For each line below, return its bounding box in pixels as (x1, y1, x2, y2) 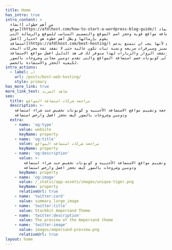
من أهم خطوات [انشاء (10, 22, 54, 27)
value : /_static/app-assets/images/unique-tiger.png (18, 179, 134, 185)
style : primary (14, 79, 47, 84)
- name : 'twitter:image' (14, 222, 68, 227)
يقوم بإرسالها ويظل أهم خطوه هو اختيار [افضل (10, 36, 109, 42)
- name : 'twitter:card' (14, 194, 66, 199)
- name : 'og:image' (14, 175, 56, 180)
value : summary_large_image (18, 198, 79, 203)
